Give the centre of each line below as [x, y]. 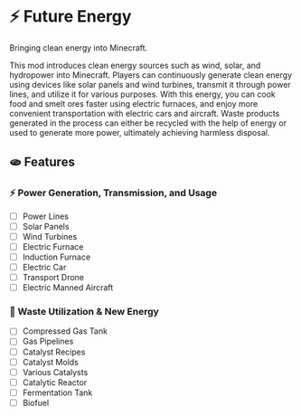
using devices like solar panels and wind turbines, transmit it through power [150, 84]
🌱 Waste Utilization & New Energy [85, 312]
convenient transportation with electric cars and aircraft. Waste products [145, 113]
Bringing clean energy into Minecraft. [79, 47]
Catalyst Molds [51, 362]
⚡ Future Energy [71, 17]
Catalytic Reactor [55, 382]
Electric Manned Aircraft [68, 288]
